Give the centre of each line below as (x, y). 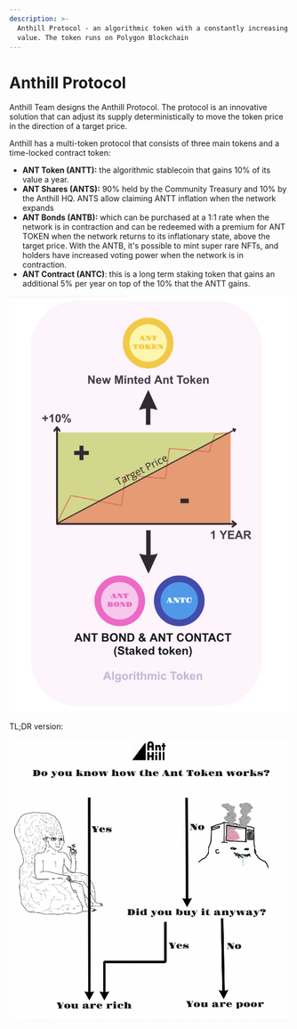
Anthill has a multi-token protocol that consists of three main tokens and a (144, 143)
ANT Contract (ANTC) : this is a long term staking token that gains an (148, 274)
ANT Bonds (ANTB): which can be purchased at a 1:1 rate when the (145, 217)
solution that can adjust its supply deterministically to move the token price (146, 117)
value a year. (45, 180)
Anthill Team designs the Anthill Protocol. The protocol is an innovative (138, 108)
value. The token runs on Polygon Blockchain (103, 37)
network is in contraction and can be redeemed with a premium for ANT (154, 227)
